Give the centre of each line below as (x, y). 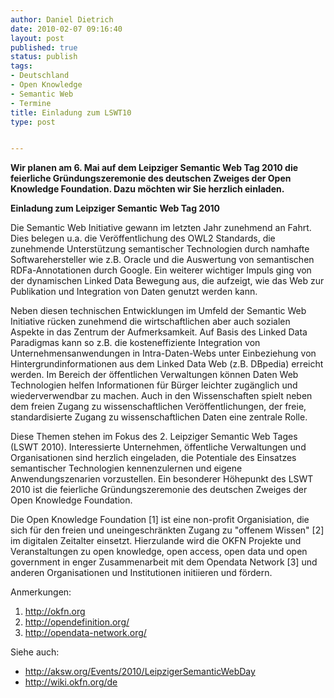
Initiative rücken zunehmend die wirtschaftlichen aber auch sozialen (150, 322)
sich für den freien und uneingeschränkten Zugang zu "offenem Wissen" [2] (167, 530)
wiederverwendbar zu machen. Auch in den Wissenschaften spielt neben (161, 396)
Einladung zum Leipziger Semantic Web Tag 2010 (115, 208)
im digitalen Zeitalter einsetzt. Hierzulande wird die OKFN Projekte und (156, 541)
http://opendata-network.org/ (85, 633)
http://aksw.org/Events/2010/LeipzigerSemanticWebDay (140, 672)
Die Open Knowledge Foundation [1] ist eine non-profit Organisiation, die (160, 520)
